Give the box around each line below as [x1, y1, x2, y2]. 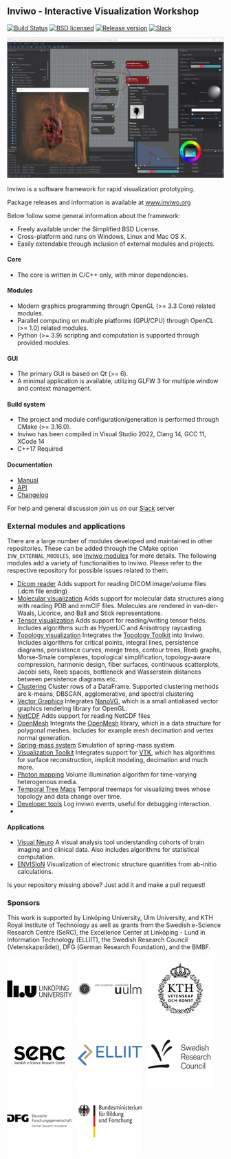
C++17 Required [16, 445, 63, 453]
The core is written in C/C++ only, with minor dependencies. [16, 271, 188, 279]
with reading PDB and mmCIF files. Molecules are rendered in [16, 601, 192, 610]
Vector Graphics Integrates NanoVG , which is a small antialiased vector [16, 697, 219, 705]
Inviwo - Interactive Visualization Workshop [7, 6, 199, 17]
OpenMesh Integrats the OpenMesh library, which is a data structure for [16, 719, 221, 727]
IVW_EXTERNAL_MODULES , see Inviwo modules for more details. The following [7, 552, 217, 560]
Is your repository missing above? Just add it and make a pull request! [7, 881, 206, 889]
